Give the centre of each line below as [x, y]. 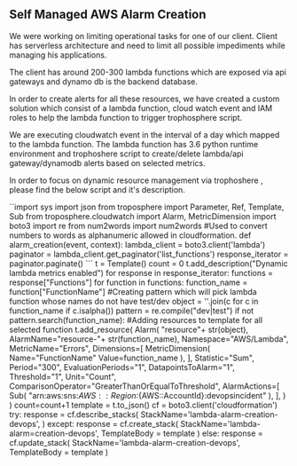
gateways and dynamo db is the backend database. [103, 81]
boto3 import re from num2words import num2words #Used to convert [138, 225]
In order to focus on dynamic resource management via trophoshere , [136, 180]
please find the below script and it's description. [98, 189]
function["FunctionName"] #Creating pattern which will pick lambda [133, 291]
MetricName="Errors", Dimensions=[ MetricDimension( [110, 348]
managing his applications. [58, 55]
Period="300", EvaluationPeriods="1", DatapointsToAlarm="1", [122, 367]
